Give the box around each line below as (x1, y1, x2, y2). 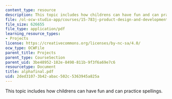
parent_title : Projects (5, 50, 56, 55)
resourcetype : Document (5, 64, 56, 69)
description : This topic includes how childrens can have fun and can (5, 12, 159, 17)
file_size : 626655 (5, 21, 45, 27)
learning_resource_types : (5, 31, 60, 36)
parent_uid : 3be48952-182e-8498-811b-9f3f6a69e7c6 (5, 60, 116, 65)
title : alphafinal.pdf (5, 69, 54, 75)
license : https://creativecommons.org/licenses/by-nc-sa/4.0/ (5, 41, 141, 46)
